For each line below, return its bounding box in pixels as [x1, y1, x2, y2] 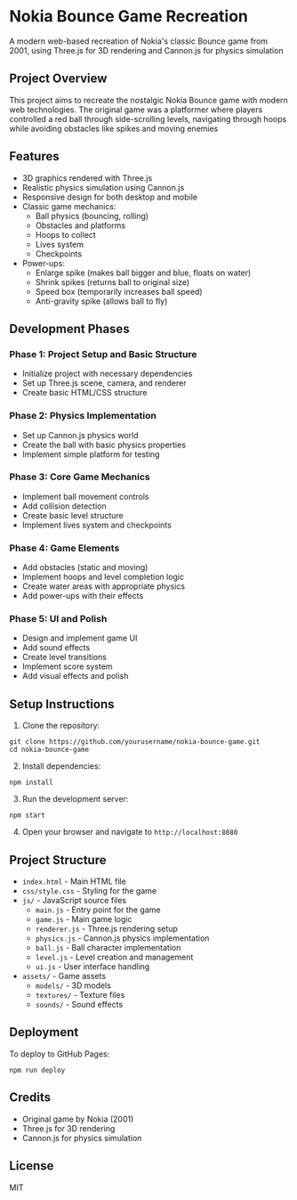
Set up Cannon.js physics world [21, 429, 139, 440]
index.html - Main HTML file [21, 876, 126, 887]
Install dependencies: [21, 761, 101, 771]
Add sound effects [21, 642, 91, 653]
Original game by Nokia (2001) [21, 1114, 134, 1124]
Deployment [9, 1024, 79, 1040]
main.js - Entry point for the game [35, 904, 161, 915]
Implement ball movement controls [21, 491, 149, 502]
